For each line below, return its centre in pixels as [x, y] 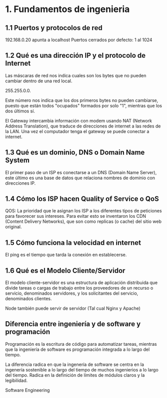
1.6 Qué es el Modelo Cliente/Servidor [65, 270]
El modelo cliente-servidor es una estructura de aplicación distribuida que [81, 283]
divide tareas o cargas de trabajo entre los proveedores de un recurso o [79, 288]
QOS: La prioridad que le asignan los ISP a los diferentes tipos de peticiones [83, 211]
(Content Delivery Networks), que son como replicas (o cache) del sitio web [83, 221]
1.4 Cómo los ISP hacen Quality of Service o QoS [82, 199]
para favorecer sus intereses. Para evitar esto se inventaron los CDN [76, 216]
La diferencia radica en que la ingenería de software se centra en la [74, 364]
